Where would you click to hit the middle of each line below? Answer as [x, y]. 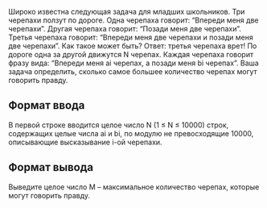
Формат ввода [47, 105]
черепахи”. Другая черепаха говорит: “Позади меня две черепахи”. [125, 29]
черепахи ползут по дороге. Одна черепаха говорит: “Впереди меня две [133, 20]
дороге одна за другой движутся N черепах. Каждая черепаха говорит [131, 54]
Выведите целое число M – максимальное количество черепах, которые [134, 187]
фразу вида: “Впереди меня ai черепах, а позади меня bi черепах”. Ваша [133, 63]
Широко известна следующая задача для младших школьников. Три [127, 12]
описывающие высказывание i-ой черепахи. [85, 142]
